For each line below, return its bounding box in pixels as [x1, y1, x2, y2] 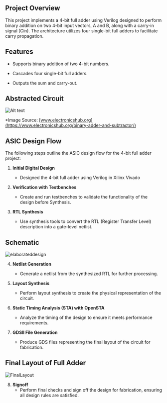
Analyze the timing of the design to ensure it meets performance [19, 314, 153, 320]
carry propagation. [5, 33, 44, 39]
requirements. [19, 320, 49, 326]
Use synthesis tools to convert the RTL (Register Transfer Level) [19, 218, 152, 224]
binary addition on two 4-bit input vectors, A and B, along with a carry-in [5, 22, 155, 28]
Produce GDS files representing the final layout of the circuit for [19, 339, 151, 345]
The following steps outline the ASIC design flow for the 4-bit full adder [5, 150, 152, 156]
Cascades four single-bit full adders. [12, 70, 88, 76]
